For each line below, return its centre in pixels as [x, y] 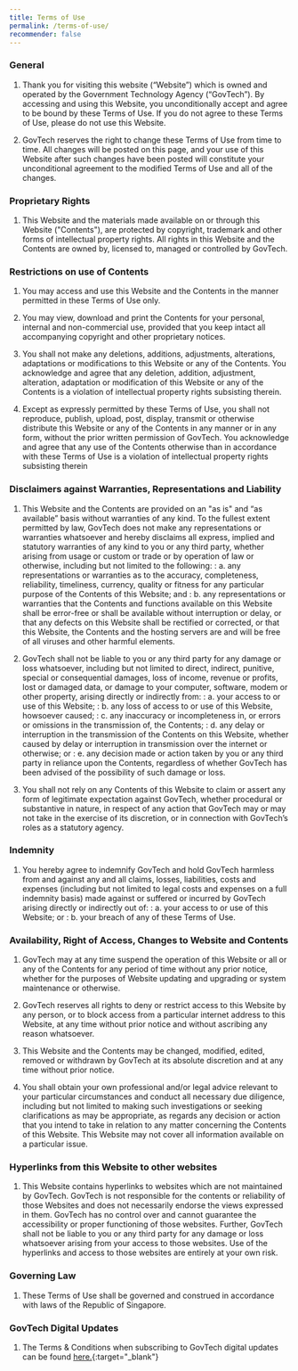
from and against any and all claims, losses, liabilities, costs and [139, 879]
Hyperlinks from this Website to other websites [113, 1167]
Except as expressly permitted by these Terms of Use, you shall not [145, 409]
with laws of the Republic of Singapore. [94, 1305]
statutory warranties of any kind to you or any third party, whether [143, 546]
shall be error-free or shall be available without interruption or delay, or [152, 612]
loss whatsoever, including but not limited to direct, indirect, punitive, [148, 668]
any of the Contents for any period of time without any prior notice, [145, 969]
